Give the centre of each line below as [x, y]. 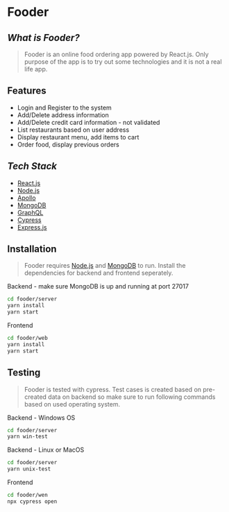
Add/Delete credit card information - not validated [88, 122]
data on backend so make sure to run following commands [132, 397]
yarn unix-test [29, 469]
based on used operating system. [72, 404]
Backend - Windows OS [41, 418]
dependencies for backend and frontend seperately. [99, 273]
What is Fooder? [43, 38]
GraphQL [30, 212]
